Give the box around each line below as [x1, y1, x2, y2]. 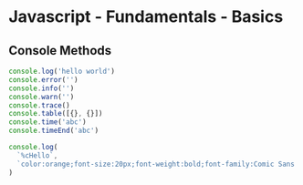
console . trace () [8, 100, 70, 110]
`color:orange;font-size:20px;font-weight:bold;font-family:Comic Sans [16, 159, 296, 169]
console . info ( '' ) [8, 84, 75, 93]
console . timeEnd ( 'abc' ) [8, 126, 99, 136]
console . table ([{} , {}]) [8, 109, 103, 118]
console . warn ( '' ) [8, 92, 75, 101]
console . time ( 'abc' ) [8, 118, 88, 127]
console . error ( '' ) [8, 75, 78, 84]
